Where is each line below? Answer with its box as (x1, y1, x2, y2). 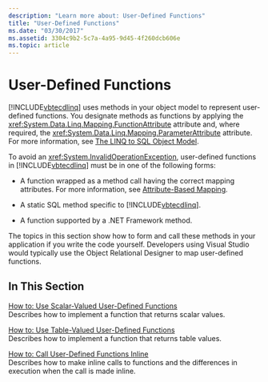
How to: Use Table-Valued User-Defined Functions (8, 325, 175, 335)
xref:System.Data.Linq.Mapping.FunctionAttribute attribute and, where (8, 119, 240, 129)
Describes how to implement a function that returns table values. (8, 333, 222, 343)
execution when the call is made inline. (8, 366, 136, 376)
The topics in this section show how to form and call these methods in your (8, 231, 256, 241)
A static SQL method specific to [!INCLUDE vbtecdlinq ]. (19, 200, 202, 210)
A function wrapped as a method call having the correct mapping (19, 176, 235, 186)
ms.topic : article (8, 42, 70, 50)
